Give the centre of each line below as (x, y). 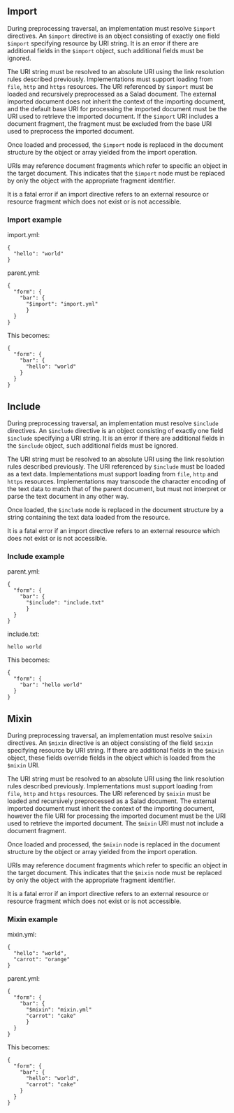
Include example (36, 556)
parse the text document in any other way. (68, 496)
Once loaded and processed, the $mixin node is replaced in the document (114, 844)
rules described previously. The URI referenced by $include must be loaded (116, 466)
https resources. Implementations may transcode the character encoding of (117, 481)
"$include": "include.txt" (65, 603)
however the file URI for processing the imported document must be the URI (117, 816)
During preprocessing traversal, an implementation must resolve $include (113, 423)
